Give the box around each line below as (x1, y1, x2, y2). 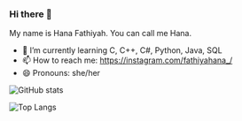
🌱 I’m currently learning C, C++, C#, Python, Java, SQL (21, 45, 223, 56)
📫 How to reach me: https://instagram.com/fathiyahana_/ (21, 55, 233, 65)
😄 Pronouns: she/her (21, 68, 100, 79)
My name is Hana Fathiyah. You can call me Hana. (9, 28, 192, 39)
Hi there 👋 (9, 8, 53, 20)
